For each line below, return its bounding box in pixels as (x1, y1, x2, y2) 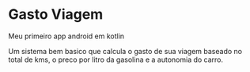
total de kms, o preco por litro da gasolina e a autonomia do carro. (8, 55, 224, 64)
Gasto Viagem (8, 5, 104, 23)
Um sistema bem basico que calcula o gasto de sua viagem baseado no (8, 46, 243, 56)
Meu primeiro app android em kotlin (8, 31, 125, 41)
